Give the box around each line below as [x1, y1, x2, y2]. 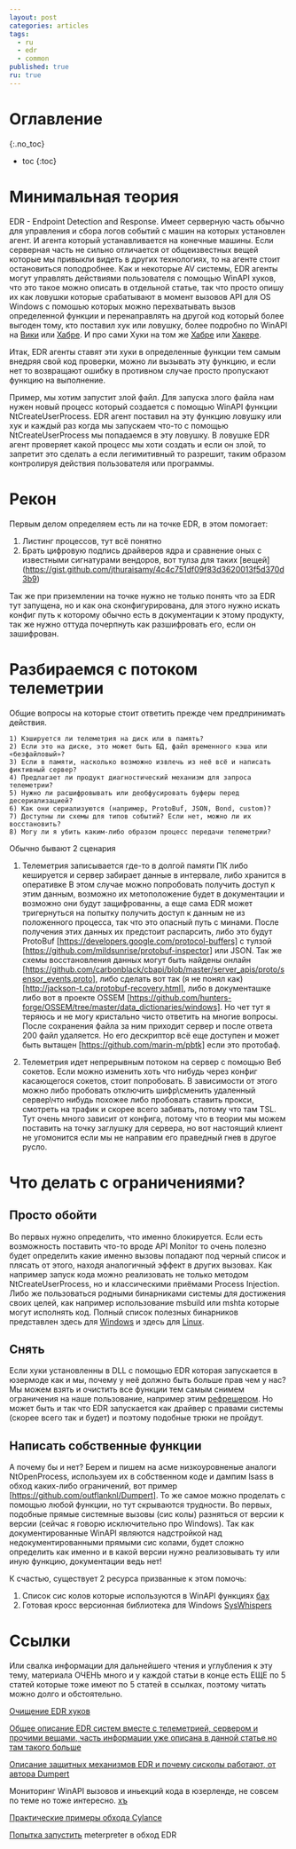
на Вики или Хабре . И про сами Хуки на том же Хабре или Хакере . [9, 329, 261, 340]
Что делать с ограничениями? [9, 1173, 245, 1192]
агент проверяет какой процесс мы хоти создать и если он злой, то [9, 439, 267, 449]
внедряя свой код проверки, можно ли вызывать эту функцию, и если [9, 356, 277, 367]
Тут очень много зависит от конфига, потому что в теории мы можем [21, 1113, 286, 1124]
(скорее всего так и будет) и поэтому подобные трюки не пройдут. [9, 1412, 264, 1423]
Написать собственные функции [9, 1438, 202, 1453]
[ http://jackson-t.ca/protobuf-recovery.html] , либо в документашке [21, 983, 272, 993]
